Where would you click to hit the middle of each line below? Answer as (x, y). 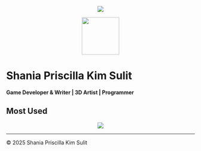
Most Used (27, 111)
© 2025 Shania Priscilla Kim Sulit (47, 142)
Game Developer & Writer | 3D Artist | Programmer (70, 92)
